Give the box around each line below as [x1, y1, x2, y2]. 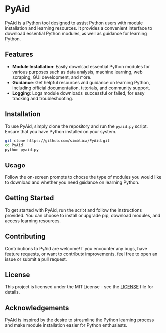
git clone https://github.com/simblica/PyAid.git [5, 138, 110, 143]
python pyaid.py [5, 147, 39, 153]
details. [5, 289, 20, 295]
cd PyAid [5, 143, 23, 148]
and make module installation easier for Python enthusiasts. [5, 322, 128, 328]
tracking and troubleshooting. [12, 95, 73, 101]
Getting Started [5, 194, 54, 202]
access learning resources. [5, 218, 61, 224]
